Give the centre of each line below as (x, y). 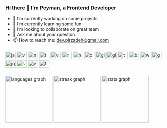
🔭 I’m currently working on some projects (55, 19)
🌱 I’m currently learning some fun (47, 24)
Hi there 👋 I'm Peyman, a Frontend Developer (61, 8)
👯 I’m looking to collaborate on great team (56, 29)
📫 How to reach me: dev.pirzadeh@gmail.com (61, 40)
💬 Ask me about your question (44, 35)
